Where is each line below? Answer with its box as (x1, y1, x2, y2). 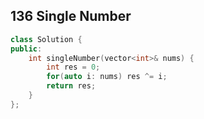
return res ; (46, 81, 97, 91)
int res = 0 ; (46, 62, 101, 73)
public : (10, 44, 43, 54)
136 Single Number (10, 8, 132, 25)
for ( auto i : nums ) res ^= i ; (46, 72, 168, 82)
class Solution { (10, 34, 83, 44)
